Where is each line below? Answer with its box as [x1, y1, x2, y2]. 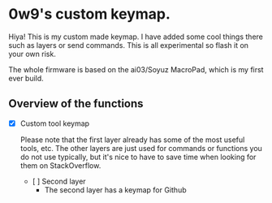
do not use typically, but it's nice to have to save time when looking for [19, 152, 257, 162]
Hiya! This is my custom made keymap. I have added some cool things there [8, 32, 264, 41]
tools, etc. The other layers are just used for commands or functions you [19, 143, 262, 153]
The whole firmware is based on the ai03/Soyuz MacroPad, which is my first [8, 64, 264, 74]
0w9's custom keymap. [8, 5, 171, 24]
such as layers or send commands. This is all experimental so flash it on [8, 40, 249, 50]
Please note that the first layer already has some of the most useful [19, 135, 245, 145]
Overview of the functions [8, 97, 144, 110]
